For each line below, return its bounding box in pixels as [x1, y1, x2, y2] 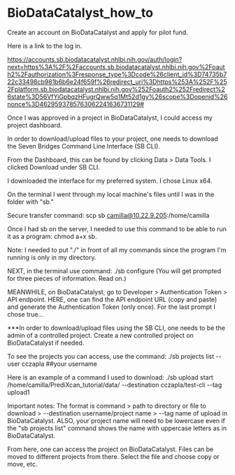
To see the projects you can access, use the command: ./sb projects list [7, 352, 215, 360]
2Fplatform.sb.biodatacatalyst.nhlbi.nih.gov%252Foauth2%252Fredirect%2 [7, 85, 226, 93]
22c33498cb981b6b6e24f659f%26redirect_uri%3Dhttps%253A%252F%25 [7, 77, 227, 85]
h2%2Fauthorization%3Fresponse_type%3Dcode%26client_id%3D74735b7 [7, 70, 227, 78]
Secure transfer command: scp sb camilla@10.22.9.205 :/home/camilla [7, 211, 210, 219]
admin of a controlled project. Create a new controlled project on [7, 331, 194, 339]
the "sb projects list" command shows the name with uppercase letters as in [7, 424, 227, 432]
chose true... [7, 310, 44, 318]
